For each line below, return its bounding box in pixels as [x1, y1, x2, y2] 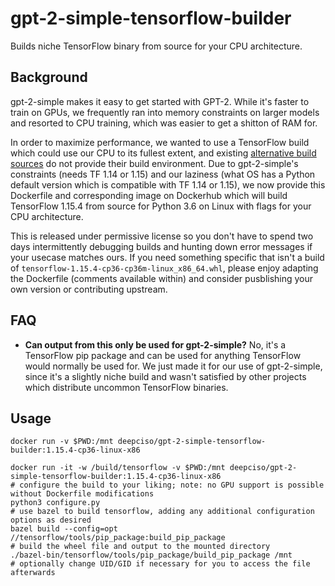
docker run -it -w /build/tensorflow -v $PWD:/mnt [10, 463, 226, 473]
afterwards [10, 568, 56, 578]
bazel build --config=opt [10, 524, 118, 534]
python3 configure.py [10, 498, 101, 508]
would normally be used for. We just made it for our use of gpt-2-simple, [24, 360, 323, 372]
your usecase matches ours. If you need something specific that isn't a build [10, 251, 325, 263]
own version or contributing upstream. [10, 283, 168, 295]
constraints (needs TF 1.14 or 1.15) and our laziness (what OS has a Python [10, 168, 316, 180]
